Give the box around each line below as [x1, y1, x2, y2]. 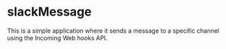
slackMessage [7, 4, 92, 20]
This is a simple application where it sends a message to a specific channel [7, 27, 220, 35]
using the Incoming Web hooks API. [7, 33, 108, 42]
